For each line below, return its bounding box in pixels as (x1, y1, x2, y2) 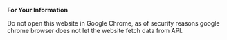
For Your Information (7, 6, 68, 14)
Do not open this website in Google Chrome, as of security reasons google (7, 19, 220, 27)
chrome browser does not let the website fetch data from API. (7, 27, 183, 34)
